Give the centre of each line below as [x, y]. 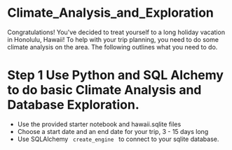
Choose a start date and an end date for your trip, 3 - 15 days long [113, 131]
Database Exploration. [74, 105]
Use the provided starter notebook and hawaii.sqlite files [99, 124]
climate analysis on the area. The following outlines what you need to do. [112, 47]
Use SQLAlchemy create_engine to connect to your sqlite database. [118, 139]
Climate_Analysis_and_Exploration [110, 13]
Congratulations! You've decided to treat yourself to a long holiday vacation [116, 32]
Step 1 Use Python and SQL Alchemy [116, 75]
